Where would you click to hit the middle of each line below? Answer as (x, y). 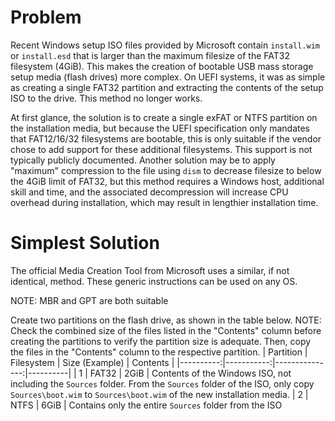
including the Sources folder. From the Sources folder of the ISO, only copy (162, 383)
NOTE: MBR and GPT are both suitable (89, 300)
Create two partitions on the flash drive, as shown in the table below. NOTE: (166, 320)
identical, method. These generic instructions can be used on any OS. (154, 281)
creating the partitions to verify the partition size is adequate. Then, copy (161, 341)
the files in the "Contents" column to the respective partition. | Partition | (159, 352)
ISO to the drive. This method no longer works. (106, 98)
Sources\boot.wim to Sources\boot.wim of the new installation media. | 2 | (159, 394)
